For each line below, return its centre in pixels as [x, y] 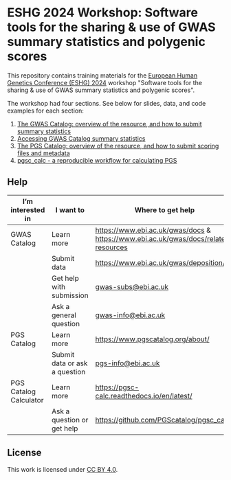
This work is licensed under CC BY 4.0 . [63, 469]
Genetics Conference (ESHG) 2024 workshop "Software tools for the [105, 82]
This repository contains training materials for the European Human [102, 75]
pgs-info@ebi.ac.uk [128, 363]
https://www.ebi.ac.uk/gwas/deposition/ [160, 262]
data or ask [69, 363]
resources [112, 247]
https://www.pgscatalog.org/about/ [152, 339]
